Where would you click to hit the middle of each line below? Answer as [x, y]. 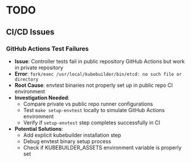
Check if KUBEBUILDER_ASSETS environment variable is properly [103, 147]
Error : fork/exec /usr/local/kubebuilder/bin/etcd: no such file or [98, 73]
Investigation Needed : [42, 97]
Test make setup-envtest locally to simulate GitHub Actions [94, 110]
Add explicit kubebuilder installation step [72, 135]
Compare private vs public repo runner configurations [88, 104]
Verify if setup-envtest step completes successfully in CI [92, 122]
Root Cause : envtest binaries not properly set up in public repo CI [94, 85]
